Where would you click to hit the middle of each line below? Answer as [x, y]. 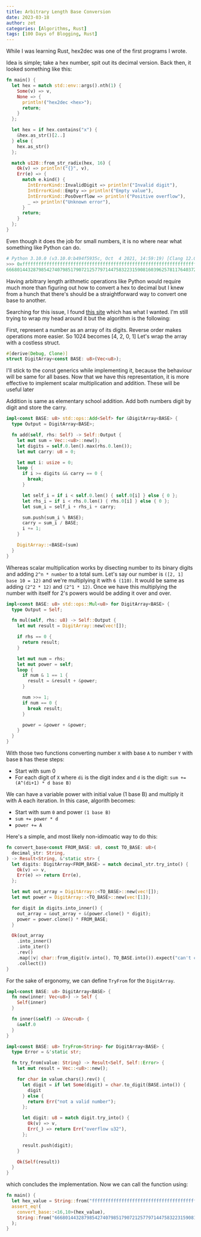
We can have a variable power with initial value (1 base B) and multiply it [95, 794]
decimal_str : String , [39, 853]
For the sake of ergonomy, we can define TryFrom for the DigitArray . [91, 981]
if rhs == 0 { [34, 637]
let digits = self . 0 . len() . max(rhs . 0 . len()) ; [75, 446]
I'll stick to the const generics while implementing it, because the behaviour [99, 371]
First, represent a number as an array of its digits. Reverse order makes [94, 329]
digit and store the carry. [36, 407]
